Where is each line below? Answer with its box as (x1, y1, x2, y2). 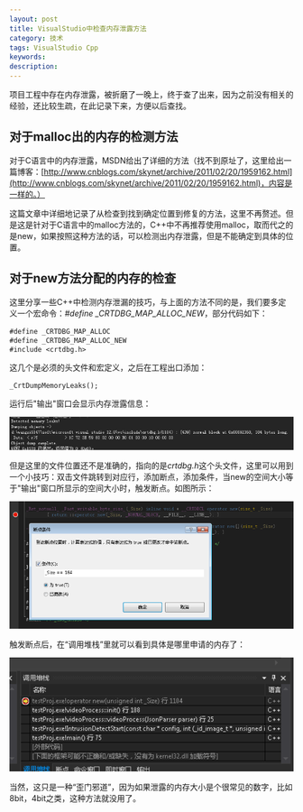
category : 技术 (9, 33, 64, 42)
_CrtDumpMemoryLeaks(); (9, 381, 99, 390)
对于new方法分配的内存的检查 (9, 271, 177, 286)
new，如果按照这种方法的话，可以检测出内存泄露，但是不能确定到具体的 (16, 230, 286, 241)
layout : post (9, 14, 59, 23)
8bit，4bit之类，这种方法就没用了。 (9, 793, 142, 804)
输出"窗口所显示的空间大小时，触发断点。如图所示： (21, 483, 215, 494)
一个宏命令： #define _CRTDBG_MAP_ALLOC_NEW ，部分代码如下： (16, 308, 268, 318)
